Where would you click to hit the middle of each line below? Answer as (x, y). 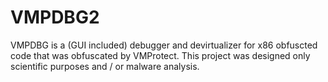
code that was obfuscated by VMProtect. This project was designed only (160, 55)
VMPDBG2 (55, 17)
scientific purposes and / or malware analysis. (105, 66)
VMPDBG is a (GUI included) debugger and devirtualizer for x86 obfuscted (164, 45)
